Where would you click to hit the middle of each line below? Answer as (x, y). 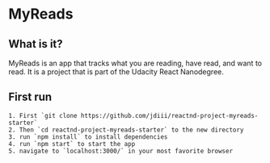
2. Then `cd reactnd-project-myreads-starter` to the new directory (126, 130)
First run (30, 97)
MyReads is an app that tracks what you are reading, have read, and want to (135, 63)
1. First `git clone (43, 115)
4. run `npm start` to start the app (72, 144)
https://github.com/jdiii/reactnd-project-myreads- (169, 115)
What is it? (36, 44)
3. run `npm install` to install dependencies (88, 137)
